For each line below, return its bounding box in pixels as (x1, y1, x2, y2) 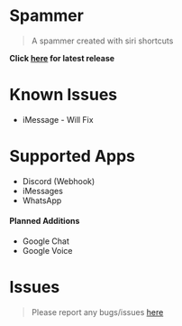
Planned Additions (9, 216, 80, 227)
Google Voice (22, 246, 74, 256)
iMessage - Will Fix (22, 114, 94, 125)
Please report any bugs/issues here (31, 306, 164, 317)
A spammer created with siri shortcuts (31, 35, 174, 46)
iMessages (22, 185, 63, 196)
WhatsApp (22, 195, 62, 206)
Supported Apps (9, 146, 136, 167)
